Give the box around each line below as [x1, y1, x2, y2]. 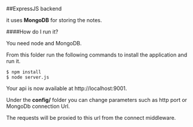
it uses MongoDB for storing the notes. [6, 17, 103, 23]
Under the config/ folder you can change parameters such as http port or [6, 97, 187, 103]
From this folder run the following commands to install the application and [6, 51, 188, 58]
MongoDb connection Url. [6, 103, 70, 110]
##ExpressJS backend [6, 5, 62, 12]
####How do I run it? [6, 28, 59, 35]
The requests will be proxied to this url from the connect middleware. [6, 114, 176, 121]
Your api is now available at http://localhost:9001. [6, 85, 127, 92]
